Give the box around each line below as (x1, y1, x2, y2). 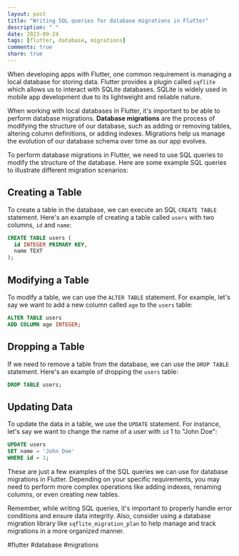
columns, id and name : (7, 221, 72, 229)
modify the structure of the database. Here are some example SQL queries (7, 158, 227, 166)
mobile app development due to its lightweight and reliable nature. (7, 92, 202, 101)
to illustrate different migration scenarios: (7, 166, 128, 174)
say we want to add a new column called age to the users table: (7, 300, 193, 309)
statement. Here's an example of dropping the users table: (7, 367, 178, 375)
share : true (7, 51, 43, 58)
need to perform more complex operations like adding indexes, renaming (7, 482, 222, 491)
